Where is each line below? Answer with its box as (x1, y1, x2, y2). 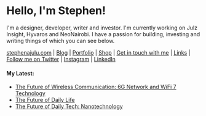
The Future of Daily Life (15, 96, 75, 104)
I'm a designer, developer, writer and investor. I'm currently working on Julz (6, 24, 198, 31)
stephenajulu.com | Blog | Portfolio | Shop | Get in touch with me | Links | (6, 48, 191, 56)
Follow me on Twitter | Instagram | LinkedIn (6, 55, 116, 63)
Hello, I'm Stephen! (6, 4, 106, 18)
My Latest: (6, 69, 34, 77)
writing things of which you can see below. (6, 37, 115, 44)
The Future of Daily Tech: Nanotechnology (15, 102, 123, 110)
